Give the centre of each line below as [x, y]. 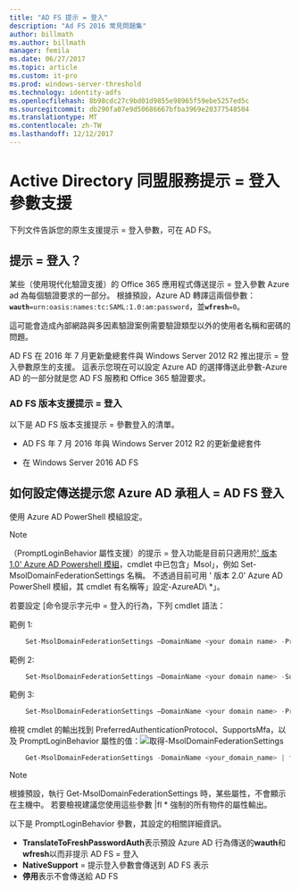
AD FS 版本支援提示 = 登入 [66, 403]
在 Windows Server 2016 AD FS [80, 462]
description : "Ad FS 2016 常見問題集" [78, 26]
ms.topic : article [43, 68]
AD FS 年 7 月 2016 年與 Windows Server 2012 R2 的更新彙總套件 [142, 443]
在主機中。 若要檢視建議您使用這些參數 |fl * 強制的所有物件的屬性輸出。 [141, 805]
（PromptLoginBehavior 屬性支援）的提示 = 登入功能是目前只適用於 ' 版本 [143, 553]
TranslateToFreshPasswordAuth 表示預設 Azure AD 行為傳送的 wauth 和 [154, 843]
